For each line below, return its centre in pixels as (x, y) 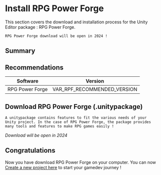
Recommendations (34, 67)
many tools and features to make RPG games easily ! (60, 126)
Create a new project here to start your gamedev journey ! (63, 167)
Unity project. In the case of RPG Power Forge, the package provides (78, 122)
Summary (20, 51)
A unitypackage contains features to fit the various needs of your (76, 118)
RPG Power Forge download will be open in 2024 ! (56, 36)
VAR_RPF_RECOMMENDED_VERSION (95, 89)
